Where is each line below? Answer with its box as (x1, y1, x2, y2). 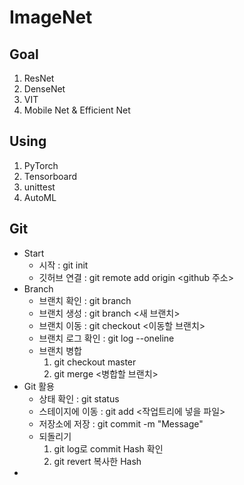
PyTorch (23, 159, 59, 171)
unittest (23, 181, 56, 193)
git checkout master (53, 356, 137, 368)
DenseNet (23, 83, 66, 95)
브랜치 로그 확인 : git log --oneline (38, 332, 175, 344)
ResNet (23, 72, 55, 84)
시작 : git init (38, 259, 89, 271)
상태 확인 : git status (38, 392, 120, 405)
